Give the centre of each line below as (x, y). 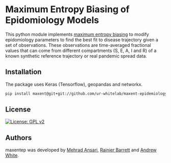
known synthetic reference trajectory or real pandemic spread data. (76, 56)
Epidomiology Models (52, 20)
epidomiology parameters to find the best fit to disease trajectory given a (82, 40)
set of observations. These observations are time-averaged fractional (78, 45)
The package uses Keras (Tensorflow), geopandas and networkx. (74, 84)
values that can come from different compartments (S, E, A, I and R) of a (81, 50)
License (18, 110)
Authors (19, 138)
